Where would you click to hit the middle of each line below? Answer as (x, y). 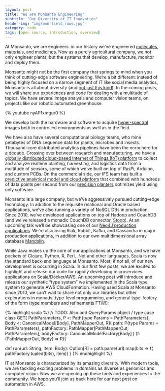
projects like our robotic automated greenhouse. (54, 103)
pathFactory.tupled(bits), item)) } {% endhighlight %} (59, 354)
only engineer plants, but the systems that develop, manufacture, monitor (80, 57)
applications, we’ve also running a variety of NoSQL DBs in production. (77, 210)
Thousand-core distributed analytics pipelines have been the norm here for (81, 148)
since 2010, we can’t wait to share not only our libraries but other (71, 292)
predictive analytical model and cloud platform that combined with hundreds (82, 179)
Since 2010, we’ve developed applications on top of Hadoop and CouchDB (81, 215)
